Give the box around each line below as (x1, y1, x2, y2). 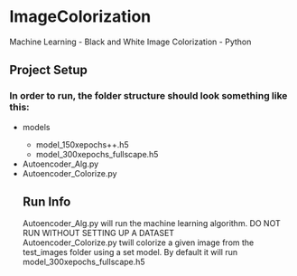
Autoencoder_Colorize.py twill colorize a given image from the (22, 237, 255, 248)
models (22, 121, 51, 132)
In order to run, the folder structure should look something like (9, 90, 288, 102)
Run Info (22, 195, 71, 210)
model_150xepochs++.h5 (35, 138, 129, 150)
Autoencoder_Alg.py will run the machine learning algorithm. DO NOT (22, 218, 282, 229)
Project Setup (9, 62, 88, 78)
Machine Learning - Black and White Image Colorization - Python (9, 36, 252, 47)
